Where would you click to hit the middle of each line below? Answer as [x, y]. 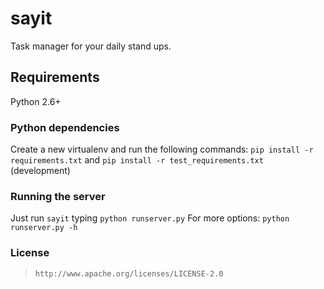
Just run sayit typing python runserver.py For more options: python [150, 218]
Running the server [58, 196]
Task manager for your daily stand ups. [91, 46]
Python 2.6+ [36, 101]
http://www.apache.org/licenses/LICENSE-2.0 [129, 273]
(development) [40, 171]
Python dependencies [65, 127]
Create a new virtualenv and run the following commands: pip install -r [162, 149]
